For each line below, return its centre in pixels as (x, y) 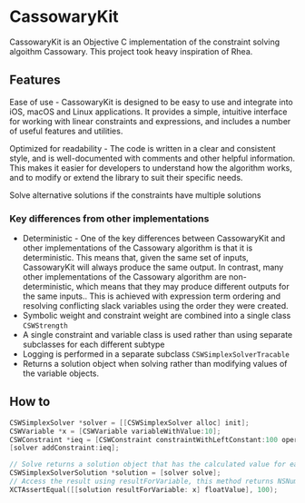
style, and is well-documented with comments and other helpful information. (152, 158)
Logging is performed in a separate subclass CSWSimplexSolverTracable (156, 354)
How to (30, 402)
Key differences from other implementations (109, 218)
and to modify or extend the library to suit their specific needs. (126, 177)
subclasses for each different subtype (93, 345)
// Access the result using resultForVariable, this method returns (142, 482)
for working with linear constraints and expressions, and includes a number (150, 121)
